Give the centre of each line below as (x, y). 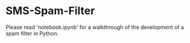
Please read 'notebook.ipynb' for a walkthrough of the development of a (95, 27)
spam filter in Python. (32, 33)
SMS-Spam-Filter (51, 11)
